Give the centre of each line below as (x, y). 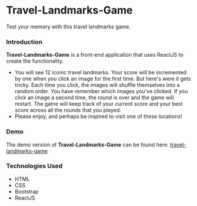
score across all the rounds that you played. (68, 110)
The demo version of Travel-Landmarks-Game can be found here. (88, 145)
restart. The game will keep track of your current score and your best (98, 104)
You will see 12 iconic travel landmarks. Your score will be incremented (101, 73)
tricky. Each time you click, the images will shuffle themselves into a (97, 85)
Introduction (24, 42)
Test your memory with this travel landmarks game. (68, 27)
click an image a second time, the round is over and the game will (94, 97)
